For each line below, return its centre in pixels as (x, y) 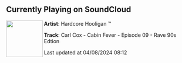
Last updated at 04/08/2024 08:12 (85, 52)
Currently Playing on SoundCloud (69, 10)
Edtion (52, 41)
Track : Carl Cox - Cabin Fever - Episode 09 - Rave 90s (110, 35)
